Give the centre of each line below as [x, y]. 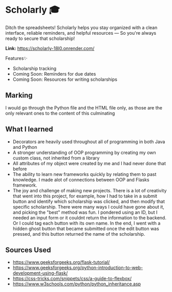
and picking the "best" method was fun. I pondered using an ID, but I [85, 212]
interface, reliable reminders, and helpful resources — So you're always [81, 33]
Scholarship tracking [35, 68]
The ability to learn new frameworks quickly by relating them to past [84, 174]
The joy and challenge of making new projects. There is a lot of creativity [90, 190]
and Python [25, 147]
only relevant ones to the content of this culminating [60, 113]
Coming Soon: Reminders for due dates [54, 74]
